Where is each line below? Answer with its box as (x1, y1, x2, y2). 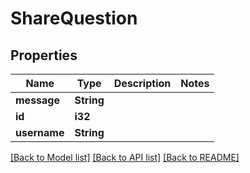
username (15, 126, 65, 139)
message (15, 93, 60, 107)
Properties (10, 47, 78, 64)
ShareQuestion (10, 7, 138, 30)
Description (113, 77, 172, 90)
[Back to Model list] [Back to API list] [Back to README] (10, 152, 240, 163)
